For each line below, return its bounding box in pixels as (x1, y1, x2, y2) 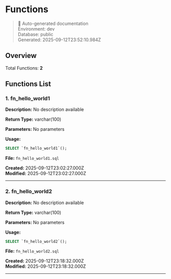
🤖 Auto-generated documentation (17, 20, 89, 26)
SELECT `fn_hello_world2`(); (5, 239, 67, 244)
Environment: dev (17, 25, 55, 32)
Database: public (17, 31, 53, 37)
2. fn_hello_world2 (5, 188, 52, 195)
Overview (5, 51, 37, 60)
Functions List (5, 80, 51, 89)
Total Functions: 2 (5, 65, 43, 71)
